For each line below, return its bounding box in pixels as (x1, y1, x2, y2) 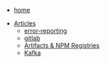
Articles (13, 19, 36, 27)
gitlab (23, 34, 40, 42)
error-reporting (23, 27, 68, 35)
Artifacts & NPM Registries (23, 42, 100, 49)
